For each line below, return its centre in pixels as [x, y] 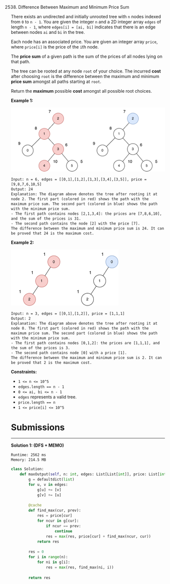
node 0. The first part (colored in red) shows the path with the [80, 329]
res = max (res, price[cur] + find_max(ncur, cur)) [98, 536]
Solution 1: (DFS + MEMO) [38, 445]
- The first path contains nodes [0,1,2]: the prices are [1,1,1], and [85, 343]
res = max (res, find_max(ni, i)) [80, 567]
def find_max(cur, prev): [55, 510]
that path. [21, 62]
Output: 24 [22, 189]
